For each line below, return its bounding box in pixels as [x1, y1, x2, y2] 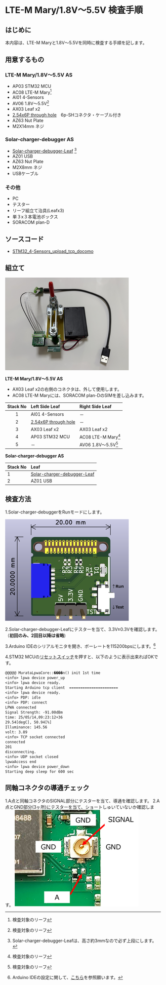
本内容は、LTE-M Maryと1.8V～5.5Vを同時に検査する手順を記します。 [5, 40, 147, 45]
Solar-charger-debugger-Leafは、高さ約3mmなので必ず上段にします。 [12, 938, 157, 944]
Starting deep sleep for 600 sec [5, 769, 74, 774]
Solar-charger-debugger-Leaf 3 [12, 147, 77, 154]
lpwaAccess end [5, 759, 37, 764]
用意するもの [5, 55, 44, 64]
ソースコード [5, 235, 44, 243]
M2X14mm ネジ [12, 123, 44, 129]
